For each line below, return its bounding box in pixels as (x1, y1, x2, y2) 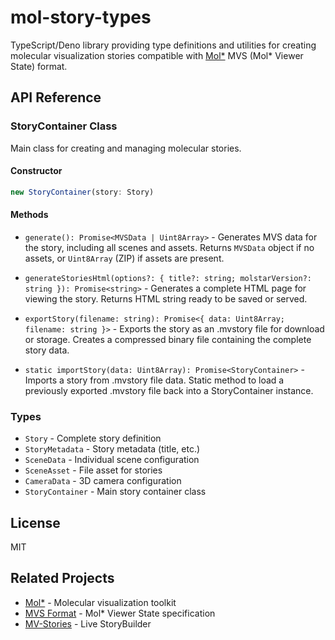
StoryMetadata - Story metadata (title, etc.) (24, 443, 201, 455)
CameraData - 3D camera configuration (24, 475, 182, 487)
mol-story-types (10, 6, 152, 29)
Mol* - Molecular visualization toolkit (24, 596, 177, 608)
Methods (10, 209, 49, 221)
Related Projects (10, 570, 115, 587)
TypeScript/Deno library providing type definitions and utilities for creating (10, 39, 317, 51)
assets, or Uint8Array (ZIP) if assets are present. (24, 252, 225, 264)
